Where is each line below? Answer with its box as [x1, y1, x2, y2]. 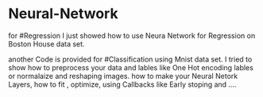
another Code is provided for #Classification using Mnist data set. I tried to [8, 54, 253, 64]
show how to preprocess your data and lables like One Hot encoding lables [8, 62, 254, 72]
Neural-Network [8, 5, 118, 23]
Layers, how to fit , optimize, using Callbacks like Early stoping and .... [8, 80, 237, 89]
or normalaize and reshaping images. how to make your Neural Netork [8, 71, 238, 80]
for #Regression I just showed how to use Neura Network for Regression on [8, 31, 256, 40]
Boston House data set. [8, 39, 85, 48]
